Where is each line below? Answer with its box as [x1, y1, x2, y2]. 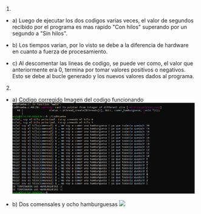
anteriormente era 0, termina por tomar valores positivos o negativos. [12, 66, 186, 73]
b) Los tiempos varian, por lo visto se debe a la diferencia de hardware [12, 42, 189, 48]
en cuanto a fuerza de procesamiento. [12, 48, 108, 55]
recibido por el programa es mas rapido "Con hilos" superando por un [12, 24, 187, 30]
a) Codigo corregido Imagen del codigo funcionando [12, 96, 144, 103]
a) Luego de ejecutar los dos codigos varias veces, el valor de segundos [12, 17, 194, 24]
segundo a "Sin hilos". [12, 30, 68, 37]
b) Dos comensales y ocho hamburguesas [12, 200, 118, 208]
